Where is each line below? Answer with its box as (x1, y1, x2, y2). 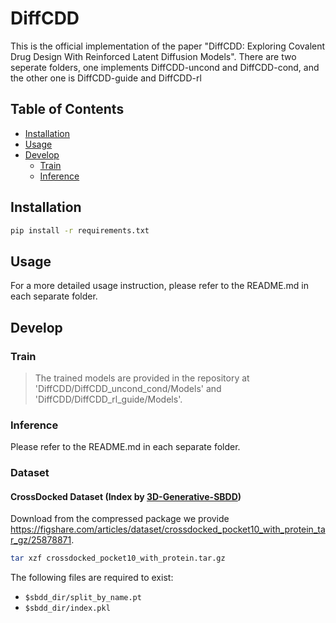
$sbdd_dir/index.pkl (24, 603, 111, 614)
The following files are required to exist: (10, 572, 174, 584)
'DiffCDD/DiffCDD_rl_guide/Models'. (34, 393, 183, 405)
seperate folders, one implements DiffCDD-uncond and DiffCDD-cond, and (10, 61, 320, 73)
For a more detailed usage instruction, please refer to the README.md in (10, 280, 310, 292)
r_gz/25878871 (10, 534, 72, 546)
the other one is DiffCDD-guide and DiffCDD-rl (10, 72, 202, 84)
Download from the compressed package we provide (10, 513, 230, 525)
